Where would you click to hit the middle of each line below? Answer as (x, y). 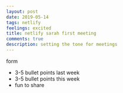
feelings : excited (29, 28)
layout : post (22, 11)
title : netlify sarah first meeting (51, 34)
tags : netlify (24, 22)
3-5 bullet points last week (47, 72)
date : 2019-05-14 (27, 17)
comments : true (25, 39)
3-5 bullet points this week (47, 79)
